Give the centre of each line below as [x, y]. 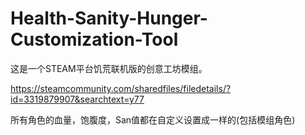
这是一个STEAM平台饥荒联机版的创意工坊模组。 [109, 68]
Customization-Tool [94, 39]
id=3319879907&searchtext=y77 [77, 99]
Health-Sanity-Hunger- [109, 18]
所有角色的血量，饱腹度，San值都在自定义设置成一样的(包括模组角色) [153, 119]
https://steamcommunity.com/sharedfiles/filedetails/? [121, 88]
